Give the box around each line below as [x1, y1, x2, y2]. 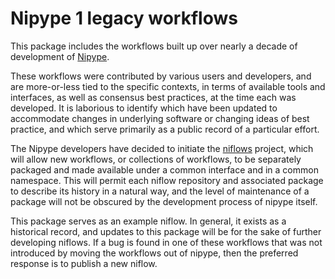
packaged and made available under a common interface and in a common [10, 163, 319, 176]
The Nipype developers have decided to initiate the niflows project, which [10, 142, 314, 154]
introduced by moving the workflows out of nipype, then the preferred [10, 247, 299, 259]
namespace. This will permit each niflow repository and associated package [10, 174, 324, 186]
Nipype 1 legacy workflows [10, 7, 238, 30]
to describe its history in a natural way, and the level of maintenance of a [10, 185, 310, 197]
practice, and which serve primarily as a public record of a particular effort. [10, 123, 320, 135]
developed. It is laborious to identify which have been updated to [10, 102, 278, 114]
